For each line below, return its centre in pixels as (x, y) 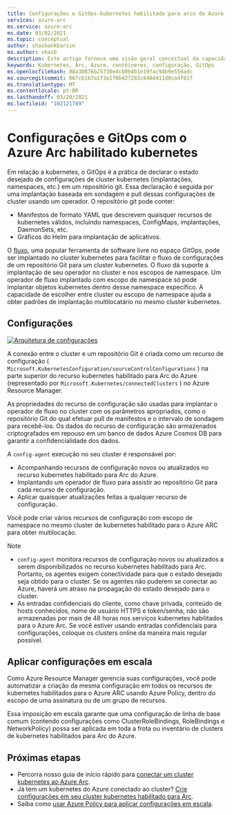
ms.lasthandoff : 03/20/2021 (48, 98)
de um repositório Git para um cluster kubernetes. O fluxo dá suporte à (108, 265)
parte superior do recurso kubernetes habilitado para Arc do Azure (102, 375)
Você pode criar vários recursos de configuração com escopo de (100, 517)
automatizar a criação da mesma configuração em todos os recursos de (110, 686)
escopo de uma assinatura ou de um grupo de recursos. (87, 701)
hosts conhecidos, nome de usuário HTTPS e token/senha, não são (113, 611)
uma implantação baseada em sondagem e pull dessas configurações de (111, 194)
